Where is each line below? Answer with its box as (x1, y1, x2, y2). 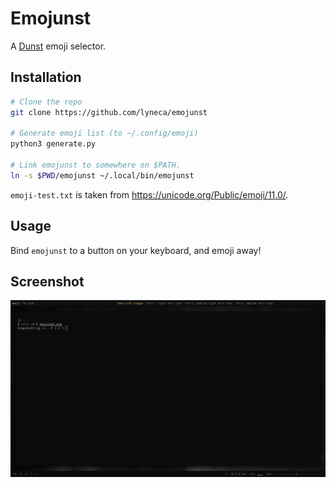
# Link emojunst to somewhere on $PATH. (10, 160, 182, 170)
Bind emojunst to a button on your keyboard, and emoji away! (10, 244, 262, 256)
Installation (10, 69, 82, 86)
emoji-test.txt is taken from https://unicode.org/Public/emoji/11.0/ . (10, 188, 289, 201)
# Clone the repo (10, 97, 83, 107)
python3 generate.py (10, 139, 97, 149)
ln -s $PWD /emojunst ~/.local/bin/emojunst (10, 170, 195, 181)
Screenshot (10, 273, 85, 290)
